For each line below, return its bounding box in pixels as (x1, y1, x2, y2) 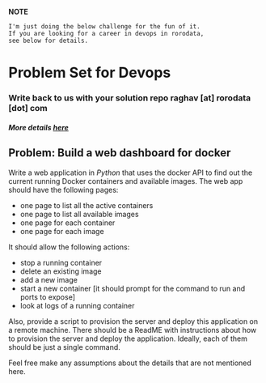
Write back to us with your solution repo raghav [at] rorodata (8, 92, 251, 104)
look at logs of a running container (19, 300, 135, 310)
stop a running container (19, 257, 103, 267)
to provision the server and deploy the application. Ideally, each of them (8, 334, 248, 343)
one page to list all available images (19, 209, 139, 219)
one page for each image (19, 226, 104, 236)
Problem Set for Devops (8, 64, 171, 82)
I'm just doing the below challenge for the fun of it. (8, 23, 201, 31)
